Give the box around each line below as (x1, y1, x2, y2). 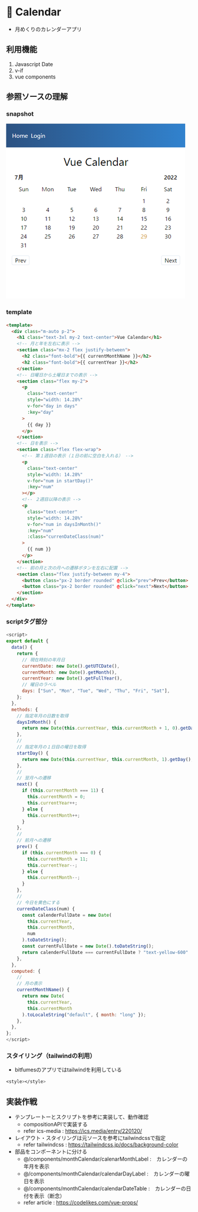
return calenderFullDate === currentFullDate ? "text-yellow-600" (21, 949, 189, 955)
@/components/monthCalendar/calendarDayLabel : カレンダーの (23, 1170, 185, 1177)
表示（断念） (34, 1193, 65, 1200)
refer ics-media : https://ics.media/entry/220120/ (23, 1128, 143, 1135)
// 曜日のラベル (21, 682, 57, 688)
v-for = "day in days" (27, 403, 78, 409)
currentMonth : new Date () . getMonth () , (21, 669, 117, 675)
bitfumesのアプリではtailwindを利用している (14, 1066, 122, 1073)
